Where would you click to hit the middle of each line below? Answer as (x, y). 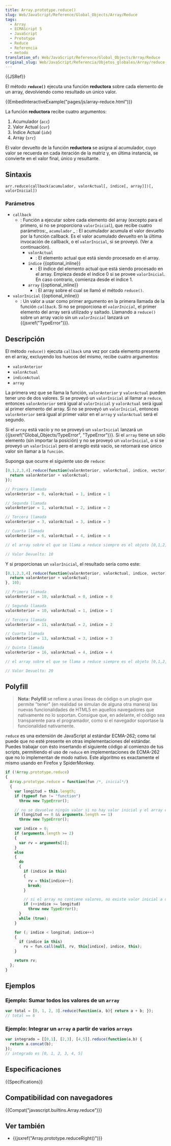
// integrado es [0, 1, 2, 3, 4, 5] (44, 1054)
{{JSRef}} (15, 76)
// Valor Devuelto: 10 (29, 554)
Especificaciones (33, 1069)
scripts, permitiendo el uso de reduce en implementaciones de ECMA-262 (82, 752)
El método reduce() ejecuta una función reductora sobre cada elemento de (84, 87)
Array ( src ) (24, 138)
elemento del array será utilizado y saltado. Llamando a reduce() (88, 312)
